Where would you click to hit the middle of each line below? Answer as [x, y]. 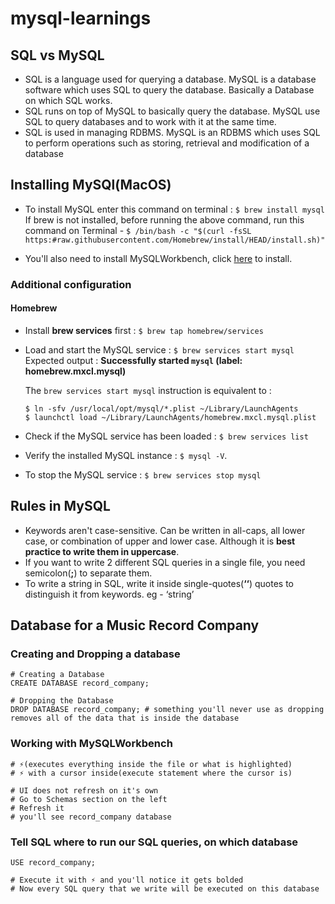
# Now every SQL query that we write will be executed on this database [165, 889]
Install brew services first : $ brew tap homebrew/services [144, 330]
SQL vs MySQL [57, 55]
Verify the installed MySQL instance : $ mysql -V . [126, 455]
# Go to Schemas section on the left [89, 799]
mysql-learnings [81, 18]
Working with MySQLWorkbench [91, 744]
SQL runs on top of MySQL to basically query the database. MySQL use [172, 111]
